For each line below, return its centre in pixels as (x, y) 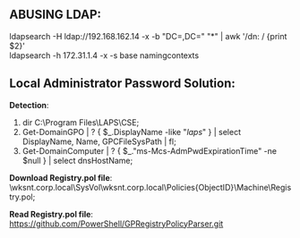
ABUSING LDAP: (55, 15)
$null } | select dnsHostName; (77, 160)
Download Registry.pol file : (61, 177)
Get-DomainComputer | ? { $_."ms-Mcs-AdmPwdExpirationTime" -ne (150, 150)
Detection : (29, 105)
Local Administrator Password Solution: (122, 84)
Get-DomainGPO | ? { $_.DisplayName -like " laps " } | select (132, 132)
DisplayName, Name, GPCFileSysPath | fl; (99, 141)
